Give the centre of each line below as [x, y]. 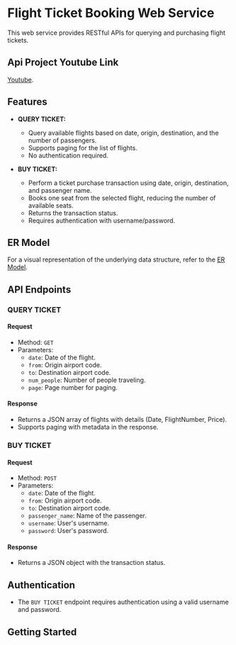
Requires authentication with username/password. [102, 220]
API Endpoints [39, 290]
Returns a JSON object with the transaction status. [91, 563]
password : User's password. [68, 531]
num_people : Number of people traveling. [87, 380]
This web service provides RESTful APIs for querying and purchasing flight [116, 33]
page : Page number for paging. [73, 387]
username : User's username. [69, 523]
